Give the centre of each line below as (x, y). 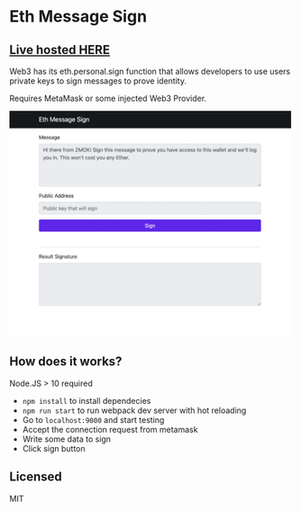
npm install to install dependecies (87, 400)
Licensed (36, 477)
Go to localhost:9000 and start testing (93, 419)
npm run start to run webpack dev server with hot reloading (134, 410)
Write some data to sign (66, 439)
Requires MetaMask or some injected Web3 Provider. (108, 98)
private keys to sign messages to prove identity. (98, 81)
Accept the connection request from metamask (110, 429)
